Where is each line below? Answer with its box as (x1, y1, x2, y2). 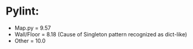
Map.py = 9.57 (14, 24, 51, 31)
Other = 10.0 (14, 37, 46, 44)
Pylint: (5, 4, 39, 18)
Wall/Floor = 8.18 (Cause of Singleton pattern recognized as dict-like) (14, 30, 188, 38)
